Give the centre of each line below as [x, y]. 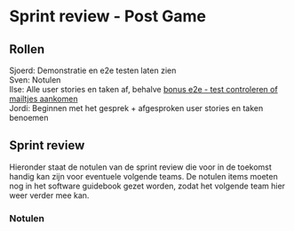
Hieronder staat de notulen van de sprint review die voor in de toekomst [141, 167]
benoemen [29, 118]
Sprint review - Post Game [108, 16]
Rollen [27, 49]
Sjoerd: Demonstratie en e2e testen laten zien [93, 70]
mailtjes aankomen [44, 99]
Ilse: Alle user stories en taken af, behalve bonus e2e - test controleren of [143, 89]
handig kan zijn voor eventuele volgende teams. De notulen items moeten [143, 176]
